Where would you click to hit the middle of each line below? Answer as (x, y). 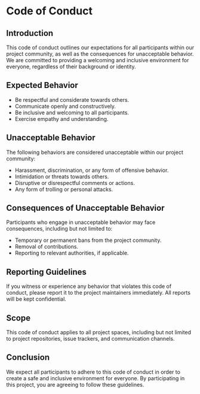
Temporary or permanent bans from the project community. (88, 240)
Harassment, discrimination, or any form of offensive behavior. (92, 170)
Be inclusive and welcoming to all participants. (72, 113)
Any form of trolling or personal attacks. (64, 189)
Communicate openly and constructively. (65, 106)
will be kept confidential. (36, 299)
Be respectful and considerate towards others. (72, 99)
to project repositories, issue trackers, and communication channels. (90, 339)
